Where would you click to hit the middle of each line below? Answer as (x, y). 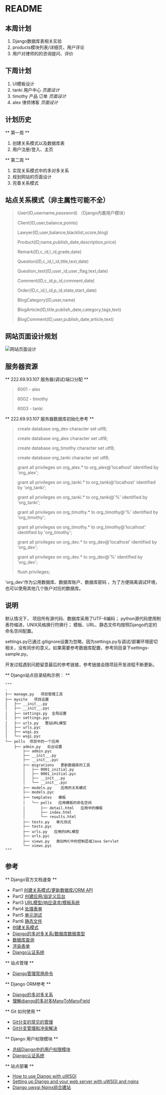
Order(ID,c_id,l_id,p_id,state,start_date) (57, 290)
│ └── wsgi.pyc (23, 736)
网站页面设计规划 (31, 336)
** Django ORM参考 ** (28, 984)
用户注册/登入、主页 (33, 149)
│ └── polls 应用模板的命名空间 (57, 803)
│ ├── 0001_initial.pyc (50, 774)
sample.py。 (18, 654)
